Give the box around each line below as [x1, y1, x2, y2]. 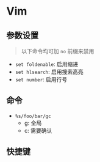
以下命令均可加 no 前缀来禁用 [21, 48, 95, 54]
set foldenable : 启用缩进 [15, 61, 79, 68]
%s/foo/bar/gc [15, 113, 51, 119]
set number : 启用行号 [15, 76, 68, 83]
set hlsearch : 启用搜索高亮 [15, 68, 84, 75]
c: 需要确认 [24, 127, 52, 134]
